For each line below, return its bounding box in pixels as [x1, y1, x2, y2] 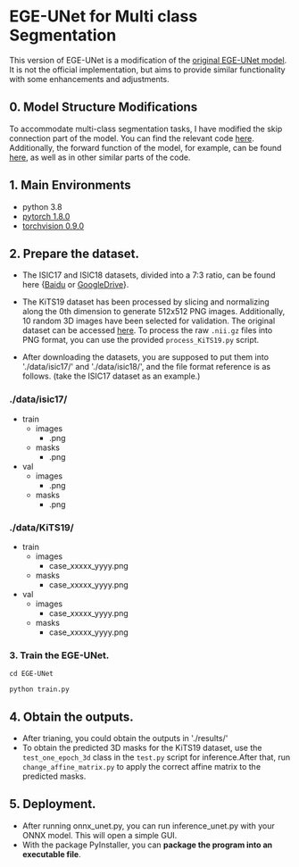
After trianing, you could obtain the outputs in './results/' [21, 733, 228, 744]
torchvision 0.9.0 [21, 221, 85, 231]
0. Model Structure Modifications [9, 100, 198, 115]
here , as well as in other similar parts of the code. [9, 152, 191, 163]
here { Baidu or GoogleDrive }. [21, 279, 129, 290]
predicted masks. [21, 771, 87, 782]
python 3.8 [21, 201, 62, 212]
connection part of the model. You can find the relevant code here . [9, 132, 254, 144]
